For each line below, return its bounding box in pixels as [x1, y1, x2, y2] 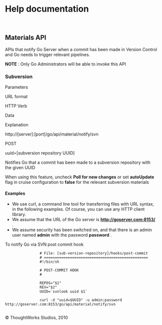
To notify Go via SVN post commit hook [5, 241, 84, 247]
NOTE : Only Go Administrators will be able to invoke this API [5, 61, 126, 67]
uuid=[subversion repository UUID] [5, 150, 75, 156]
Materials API [5, 34, 46, 42]
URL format [5, 94, 28, 100]
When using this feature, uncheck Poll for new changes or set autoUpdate [5, 174, 155, 180]
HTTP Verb [5, 103, 28, 109]
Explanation [5, 122, 29, 128]
